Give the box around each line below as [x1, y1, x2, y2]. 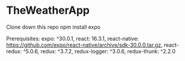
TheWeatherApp [6, 4, 90, 17]
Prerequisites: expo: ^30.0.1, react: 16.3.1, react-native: [6, 35, 139, 42]
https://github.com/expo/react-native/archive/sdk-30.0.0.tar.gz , [6, 41, 163, 48]
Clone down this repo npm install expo [6, 23, 101, 30]
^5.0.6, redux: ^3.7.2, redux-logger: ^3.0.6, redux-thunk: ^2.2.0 [23, 47, 176, 54]
